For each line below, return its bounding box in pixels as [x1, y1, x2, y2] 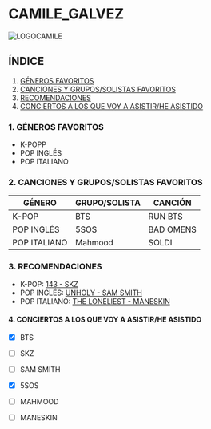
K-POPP [19, 140, 46, 149]
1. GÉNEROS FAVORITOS [8, 121, 104, 132]
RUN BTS [148, 211, 184, 222]
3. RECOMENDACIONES [8, 261, 102, 273]
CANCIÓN [153, 197, 192, 208]
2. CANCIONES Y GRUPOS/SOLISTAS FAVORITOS [8, 176, 203, 188]
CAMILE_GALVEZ [8, 5, 125, 23]
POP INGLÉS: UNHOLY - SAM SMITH [19, 288, 142, 297]
